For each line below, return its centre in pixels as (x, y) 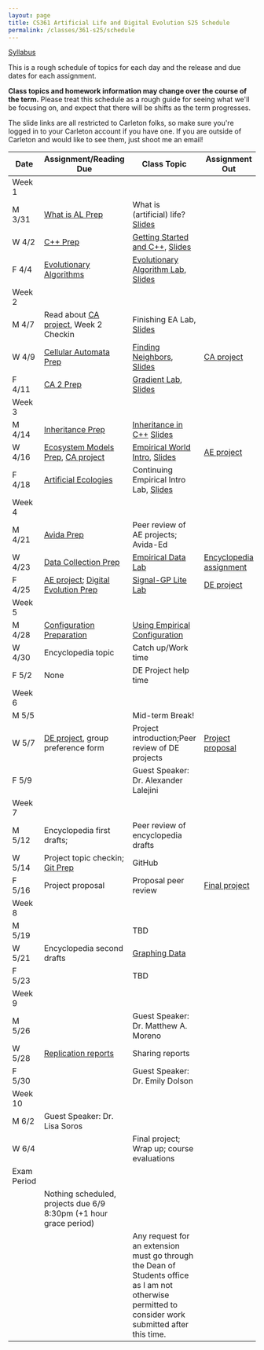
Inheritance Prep (75, 430)
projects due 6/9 (75, 1204)
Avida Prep (64, 535)
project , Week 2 (73, 325)
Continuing (152, 470)
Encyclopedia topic (79, 653)
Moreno (147, 1036)
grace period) (69, 1223)
